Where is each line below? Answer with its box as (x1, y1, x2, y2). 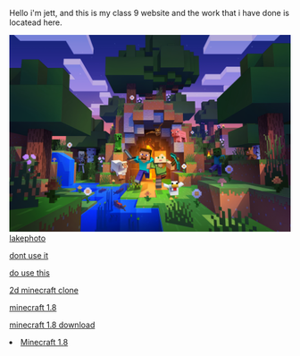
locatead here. (9, 17, 62, 28)
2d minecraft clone (9, 285, 79, 296)
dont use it (9, 250, 49, 261)
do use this (9, 267, 51, 278)
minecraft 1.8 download (9, 319, 96, 330)
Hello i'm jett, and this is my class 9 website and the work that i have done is (9, 8, 290, 18)
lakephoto (9, 233, 46, 244)
